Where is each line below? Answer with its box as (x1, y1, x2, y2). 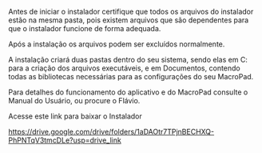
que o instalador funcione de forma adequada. (8, 24, 161, 33)
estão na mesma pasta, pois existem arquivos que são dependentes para (8, 15, 249, 25)
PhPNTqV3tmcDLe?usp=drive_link (8, 135, 121, 145)
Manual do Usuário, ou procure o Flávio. (8, 96, 141, 105)
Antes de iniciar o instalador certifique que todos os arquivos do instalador (8, 7, 254, 16)
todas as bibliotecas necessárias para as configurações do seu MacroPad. (8, 72, 254, 81)
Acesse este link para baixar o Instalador (8, 111, 142, 121)
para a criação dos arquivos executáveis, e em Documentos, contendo (8, 63, 241, 73)
